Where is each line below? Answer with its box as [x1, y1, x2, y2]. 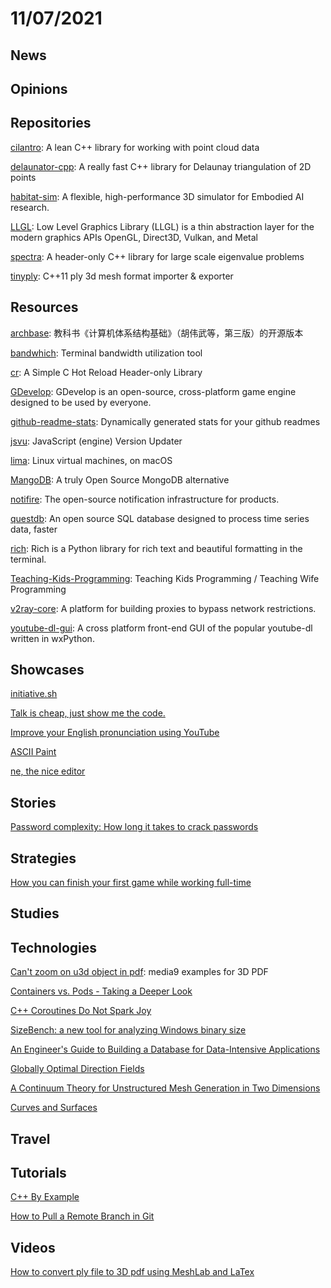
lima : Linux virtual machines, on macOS [10, 454, 173, 466]
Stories [10, 794, 57, 811]
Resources [10, 299, 79, 316]
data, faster [10, 523, 58, 535]
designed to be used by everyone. [10, 396, 152, 408]
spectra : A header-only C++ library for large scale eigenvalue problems [10, 250, 305, 262]
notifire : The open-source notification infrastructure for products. [10, 493, 280, 505]
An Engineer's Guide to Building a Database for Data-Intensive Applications [10, 1043, 321, 1056]
